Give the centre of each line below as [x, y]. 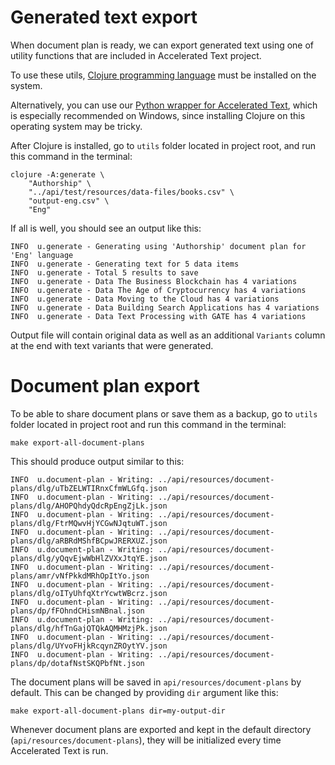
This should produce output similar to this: [97, 461]
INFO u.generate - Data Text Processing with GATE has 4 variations [158, 316]
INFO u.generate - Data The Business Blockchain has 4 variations [154, 281]
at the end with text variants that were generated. [112, 345]
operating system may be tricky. [76, 126]
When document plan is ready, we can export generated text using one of [162, 45]
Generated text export [104, 17]
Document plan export [105, 386]
